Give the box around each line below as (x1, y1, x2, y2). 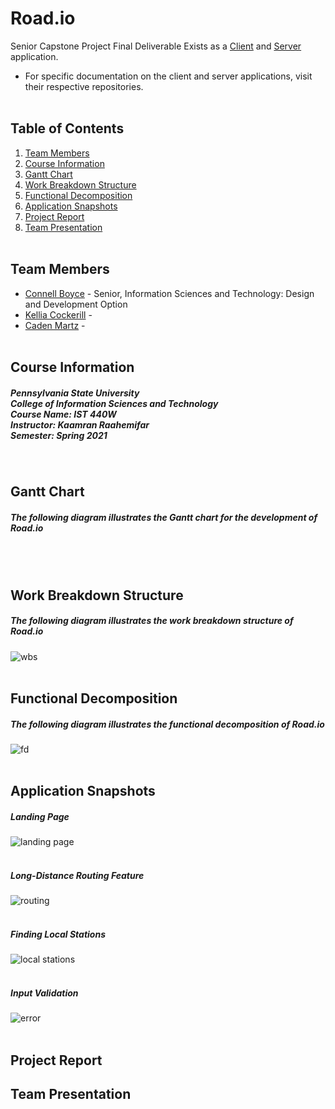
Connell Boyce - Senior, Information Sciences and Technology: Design (24, 287, 315, 299)
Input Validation (10, 987, 79, 999)
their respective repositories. (24, 80, 144, 92)
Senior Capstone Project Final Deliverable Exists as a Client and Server (10, 40, 302, 52)
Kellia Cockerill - (24, 308, 93, 321)
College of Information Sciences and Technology (10, 397, 219, 409)
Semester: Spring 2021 (10, 429, 108, 441)
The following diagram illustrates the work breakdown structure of (10, 615, 294, 627)
